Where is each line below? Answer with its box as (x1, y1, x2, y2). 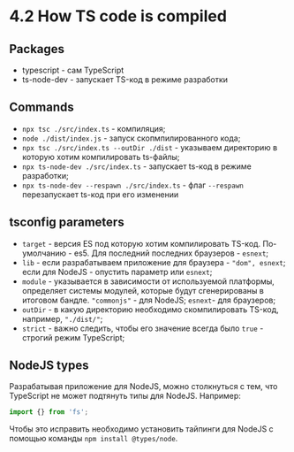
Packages (9, 42, 64, 57)
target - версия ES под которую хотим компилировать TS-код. (21, 238, 261, 249)
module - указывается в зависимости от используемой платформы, (21, 276, 275, 287)
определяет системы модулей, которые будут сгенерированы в (21, 285, 265, 295)
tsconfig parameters (9, 215, 125, 230)
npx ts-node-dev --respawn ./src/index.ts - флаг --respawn (21, 180, 245, 190)
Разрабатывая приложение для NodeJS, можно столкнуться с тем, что (9, 381, 278, 392)
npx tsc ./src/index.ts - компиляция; (21, 123, 166, 134)
